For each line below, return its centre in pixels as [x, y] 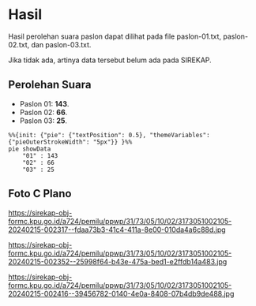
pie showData [30, 149]
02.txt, [19, 44]
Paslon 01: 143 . [44, 103]
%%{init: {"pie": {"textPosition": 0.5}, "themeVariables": [109, 135]
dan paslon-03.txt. [61, 44]
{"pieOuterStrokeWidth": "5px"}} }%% [70, 142]
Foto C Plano [40, 194]
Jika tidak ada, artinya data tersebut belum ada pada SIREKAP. [110, 60]
